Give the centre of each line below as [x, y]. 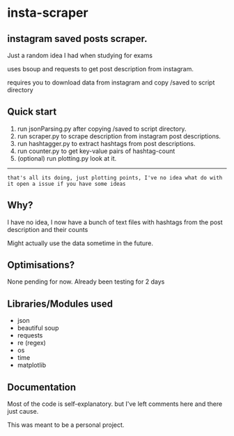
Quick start [32, 112]
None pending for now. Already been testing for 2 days [86, 282]
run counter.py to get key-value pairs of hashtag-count [96, 151]
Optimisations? [41, 265]
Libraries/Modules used [60, 304]
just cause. [23, 412]
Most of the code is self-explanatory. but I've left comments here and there [115, 404]
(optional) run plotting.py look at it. [67, 158]
